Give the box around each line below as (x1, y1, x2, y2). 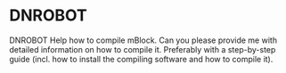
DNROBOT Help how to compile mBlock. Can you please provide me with (9, 35, 278, 45)
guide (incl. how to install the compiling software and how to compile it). (9, 53, 274, 64)
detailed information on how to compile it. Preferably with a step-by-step (9, 44, 276, 54)
